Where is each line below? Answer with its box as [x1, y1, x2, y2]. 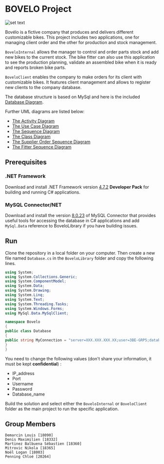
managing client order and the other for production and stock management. [5, 39, 157, 45]
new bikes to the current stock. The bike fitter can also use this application [5, 54, 155, 60]
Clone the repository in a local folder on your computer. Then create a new [5, 250, 155, 256]
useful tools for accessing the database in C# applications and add [5, 218, 140, 223]
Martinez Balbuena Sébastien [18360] [5, 442, 82, 446]
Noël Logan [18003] [5, 450, 45, 455]
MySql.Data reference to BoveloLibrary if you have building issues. [5, 222, 138, 228]
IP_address [12, 370, 35, 376]
